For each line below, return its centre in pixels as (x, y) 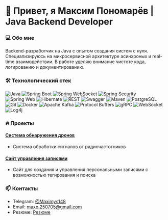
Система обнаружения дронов (40, 135)
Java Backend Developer (59, 22)
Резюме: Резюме (32, 212)
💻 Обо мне (20, 38)
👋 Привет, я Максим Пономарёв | (80, 11)
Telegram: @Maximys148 (39, 202)
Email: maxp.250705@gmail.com (47, 207)
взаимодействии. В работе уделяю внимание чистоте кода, (81, 62)
